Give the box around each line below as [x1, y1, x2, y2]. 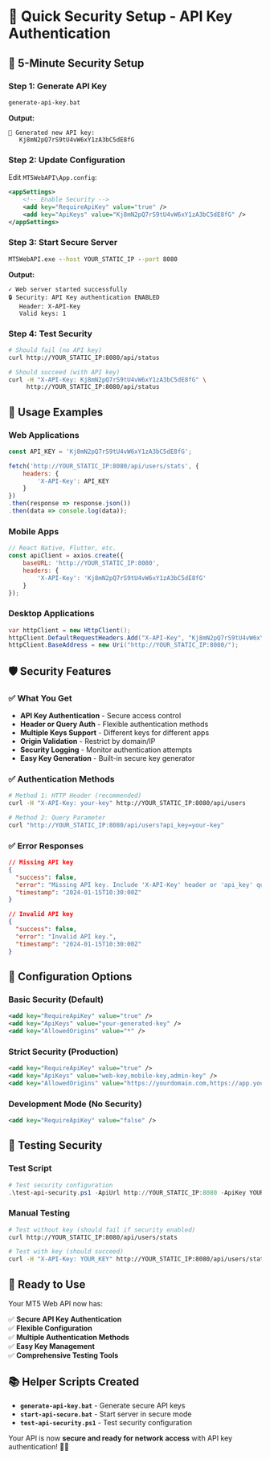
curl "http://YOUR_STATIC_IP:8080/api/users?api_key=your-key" [8, 821, 225, 829]
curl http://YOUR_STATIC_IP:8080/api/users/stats [8, 1233, 178, 1241]
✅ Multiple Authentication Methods [8, 1333, 130, 1343]
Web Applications [8, 429, 80, 440]
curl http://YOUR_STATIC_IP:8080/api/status [8, 354, 160, 362]
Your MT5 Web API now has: [8, 1299, 103, 1309]
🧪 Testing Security [8, 1138, 103, 1152]
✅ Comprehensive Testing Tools [8, 1351, 119, 1360]
